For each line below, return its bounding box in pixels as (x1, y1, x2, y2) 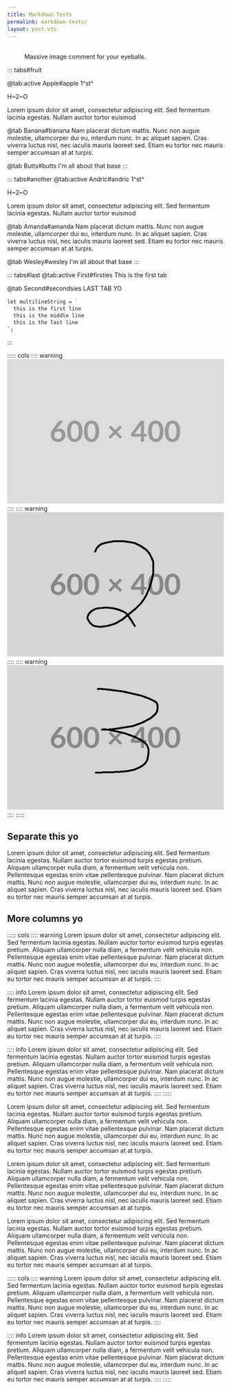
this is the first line (13, 305, 81, 312)
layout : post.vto (7, 25, 57, 32)
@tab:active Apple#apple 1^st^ (7, 79, 94, 87)
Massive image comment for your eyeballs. (24, 52, 146, 61)
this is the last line (13, 319, 78, 326)
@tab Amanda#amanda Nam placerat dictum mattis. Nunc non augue (7, 222, 204, 230)
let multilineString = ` (7, 299, 78, 305)
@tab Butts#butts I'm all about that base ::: (7, 162, 129, 170)
